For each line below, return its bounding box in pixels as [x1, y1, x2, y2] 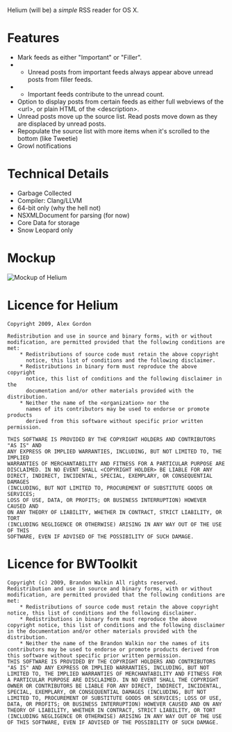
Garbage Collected [17, 189, 72, 197]
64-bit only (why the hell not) [17, 203, 101, 212]
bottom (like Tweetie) [17, 134, 78, 142]
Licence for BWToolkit [7, 556, 138, 572]
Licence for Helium [7, 298, 119, 313]
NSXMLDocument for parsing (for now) [17, 211, 130, 219]
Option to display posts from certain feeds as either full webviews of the [17, 97, 224, 106]
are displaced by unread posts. [17, 119, 106, 128]
